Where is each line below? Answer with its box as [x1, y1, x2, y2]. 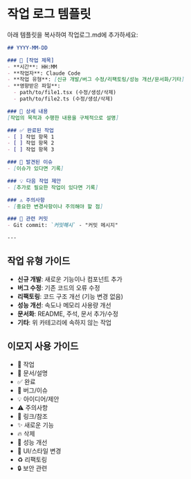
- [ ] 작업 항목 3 [7, 146, 55, 153]
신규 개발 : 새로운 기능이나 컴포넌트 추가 [17, 275, 122, 283]
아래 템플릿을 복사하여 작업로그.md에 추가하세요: [7, 30, 138, 39]
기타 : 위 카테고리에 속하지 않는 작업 [17, 318, 112, 326]
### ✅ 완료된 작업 [7, 127, 54, 134]
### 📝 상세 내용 [7, 108, 48, 115]
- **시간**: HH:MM [7, 63, 57, 70]
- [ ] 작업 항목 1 [7, 133, 55, 141]
